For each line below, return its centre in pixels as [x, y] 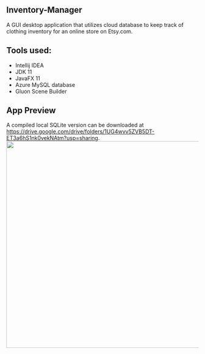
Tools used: [29, 50]
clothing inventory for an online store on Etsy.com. [70, 31]
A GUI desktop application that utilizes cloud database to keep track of [95, 24]
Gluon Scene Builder [41, 91]
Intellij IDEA [29, 65]
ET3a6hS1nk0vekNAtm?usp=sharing [52, 138]
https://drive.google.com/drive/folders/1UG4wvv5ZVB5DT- [81, 131]
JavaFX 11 [28, 78]
